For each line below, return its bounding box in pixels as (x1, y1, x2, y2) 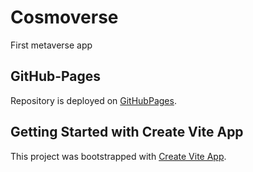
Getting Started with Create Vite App (10, 124, 244, 141)
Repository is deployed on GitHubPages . (10, 94, 177, 106)
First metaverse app (10, 39, 93, 51)
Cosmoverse (10, 6, 119, 29)
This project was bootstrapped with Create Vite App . (10, 150, 227, 162)
